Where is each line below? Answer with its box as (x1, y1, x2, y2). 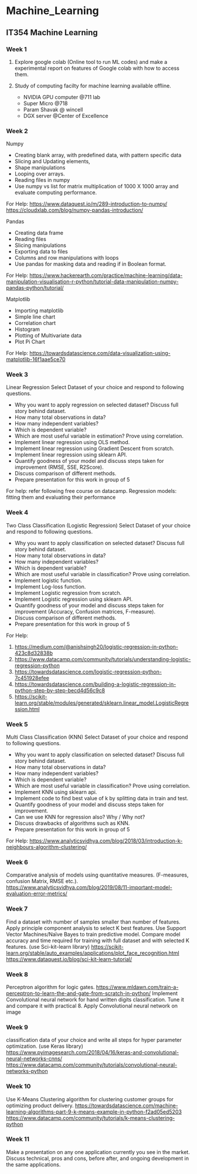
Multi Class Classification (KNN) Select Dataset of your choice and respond (6, 733, 189, 740)
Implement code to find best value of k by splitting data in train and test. (14, 795, 189, 802)
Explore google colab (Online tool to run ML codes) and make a (14, 58, 168, 65)
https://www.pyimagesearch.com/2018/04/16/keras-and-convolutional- (6, 1049, 179, 1056)
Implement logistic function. (14, 577, 82, 584)
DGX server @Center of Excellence (23, 112, 108, 119)
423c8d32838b (14, 649, 53, 657)
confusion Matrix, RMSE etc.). (6, 878, 78, 885)
